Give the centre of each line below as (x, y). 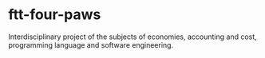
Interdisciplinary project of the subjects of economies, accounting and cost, (132, 37)
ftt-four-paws (55, 15)
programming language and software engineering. (91, 44)
